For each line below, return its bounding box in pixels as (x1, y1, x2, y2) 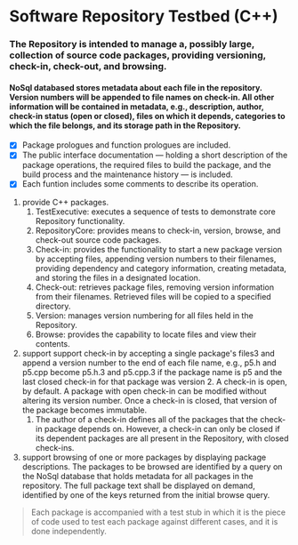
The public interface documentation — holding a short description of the (21, 149, 288, 161)
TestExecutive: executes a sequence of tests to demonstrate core (35, 206, 276, 217)
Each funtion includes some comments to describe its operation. (21, 179, 259, 189)
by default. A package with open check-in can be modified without (21, 385, 267, 397)
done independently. (30, 525, 107, 536)
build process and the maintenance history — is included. (21, 169, 233, 180)
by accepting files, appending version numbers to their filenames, (35, 253, 277, 264)
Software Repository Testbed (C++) (9, 6, 278, 27)
